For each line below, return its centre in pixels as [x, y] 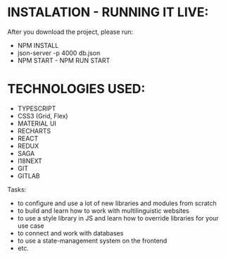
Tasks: [17, 189]
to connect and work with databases [70, 233]
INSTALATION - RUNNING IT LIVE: [108, 12]
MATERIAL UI [37, 123]
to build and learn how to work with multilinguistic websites [103, 210]
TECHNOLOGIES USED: [76, 89]
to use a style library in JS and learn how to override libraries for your [118, 218]
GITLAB [29, 176]
